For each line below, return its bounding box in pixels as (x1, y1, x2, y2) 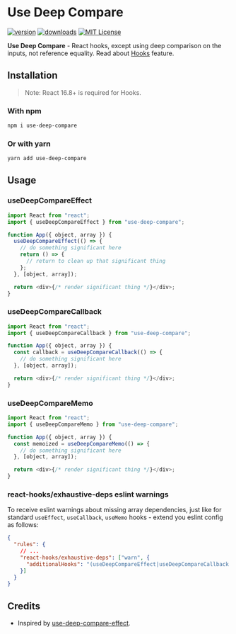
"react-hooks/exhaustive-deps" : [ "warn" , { (20, 554, 151, 561)
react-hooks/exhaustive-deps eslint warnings (7, 489, 169, 499)
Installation (7, 69, 58, 81)
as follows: (7, 521, 39, 529)
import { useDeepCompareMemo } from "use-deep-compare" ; (7, 421, 179, 428)
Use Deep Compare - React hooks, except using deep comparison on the (7, 41, 222, 50)
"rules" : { (13, 541, 46, 548)
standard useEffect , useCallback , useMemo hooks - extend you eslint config (7, 513, 224, 521)
